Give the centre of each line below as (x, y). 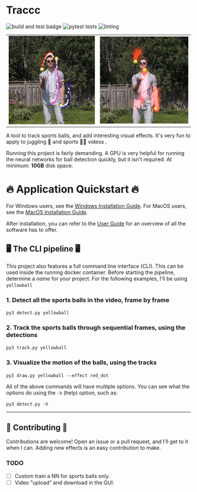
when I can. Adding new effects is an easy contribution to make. (84, 448)
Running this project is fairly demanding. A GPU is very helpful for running (95, 153)
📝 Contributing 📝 (37, 427)
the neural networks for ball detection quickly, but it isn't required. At (89, 159)
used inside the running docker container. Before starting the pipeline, (91, 272)
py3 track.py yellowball (36, 348)
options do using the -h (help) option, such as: (62, 392)
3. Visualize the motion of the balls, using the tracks (81, 363)
